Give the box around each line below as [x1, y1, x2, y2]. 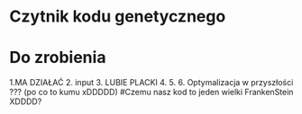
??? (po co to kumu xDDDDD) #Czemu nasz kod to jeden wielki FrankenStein [9, 87, 294, 98]
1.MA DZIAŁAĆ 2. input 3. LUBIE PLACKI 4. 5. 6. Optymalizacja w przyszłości [9, 77, 294, 88]
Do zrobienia [9, 48, 106, 68]
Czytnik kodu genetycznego [9, 6, 226, 27]
